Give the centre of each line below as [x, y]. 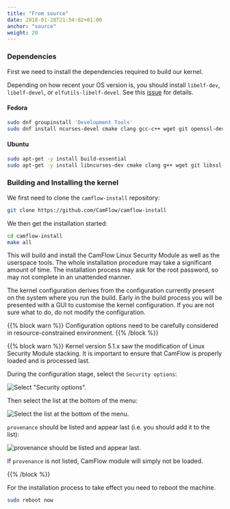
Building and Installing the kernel [63, 182]
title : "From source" [38, 13]
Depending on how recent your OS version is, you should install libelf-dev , [114, 85]
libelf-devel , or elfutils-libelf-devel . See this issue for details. [100, 92]
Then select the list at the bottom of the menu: [73, 401]
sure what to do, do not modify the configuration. [76, 312]
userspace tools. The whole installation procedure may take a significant [110, 263]
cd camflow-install [35, 236]
